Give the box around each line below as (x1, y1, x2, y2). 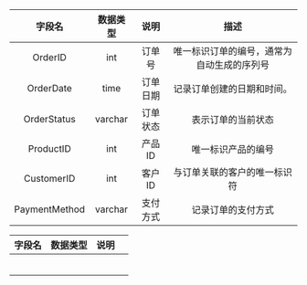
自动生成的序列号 (196, 58, 270, 71)
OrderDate (26, 82, 73, 94)
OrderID (32, 51, 67, 63)
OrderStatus (23, 113, 76, 125)
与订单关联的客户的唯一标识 (173, 166, 292, 178)
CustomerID (24, 173, 76, 185)
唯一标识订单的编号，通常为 (173, 45, 292, 58)
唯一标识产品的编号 (191, 143, 274, 155)
